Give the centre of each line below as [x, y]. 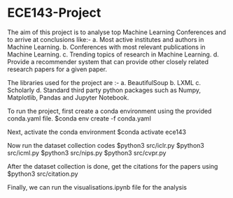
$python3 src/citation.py [43, 174]
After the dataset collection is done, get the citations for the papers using [113, 166]
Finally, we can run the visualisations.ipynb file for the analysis [97, 187]
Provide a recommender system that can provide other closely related [108, 61]
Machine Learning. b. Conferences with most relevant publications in [106, 47]
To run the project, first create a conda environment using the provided [110, 111]
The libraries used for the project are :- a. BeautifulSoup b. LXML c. [104, 82]
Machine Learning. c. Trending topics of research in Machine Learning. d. [113, 54]
